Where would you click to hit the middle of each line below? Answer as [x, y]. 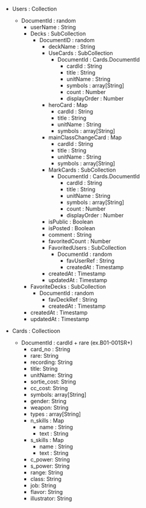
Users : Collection [34, 9]
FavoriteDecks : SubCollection [68, 287]
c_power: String [50, 459]
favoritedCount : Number [80, 241]
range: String [47, 472]
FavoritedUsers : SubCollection [87, 248]
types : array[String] [55, 414]
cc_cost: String [49, 388]
